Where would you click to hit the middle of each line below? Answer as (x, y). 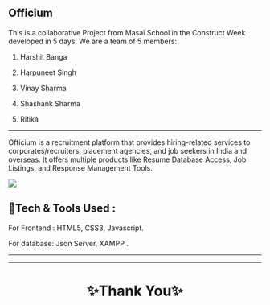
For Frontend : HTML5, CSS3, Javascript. (76, 228)
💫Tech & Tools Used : (62, 208)
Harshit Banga (43, 56)
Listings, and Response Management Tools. (80, 167)
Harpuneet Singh (48, 72)
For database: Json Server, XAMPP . (68, 243)
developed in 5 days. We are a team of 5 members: (93, 41)
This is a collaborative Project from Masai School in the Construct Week (127, 32)
